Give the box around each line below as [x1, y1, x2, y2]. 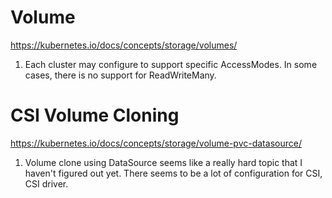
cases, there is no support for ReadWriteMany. [24, 69, 217, 81]
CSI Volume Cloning [10, 104, 180, 127]
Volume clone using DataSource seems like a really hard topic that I [24, 156, 303, 168]
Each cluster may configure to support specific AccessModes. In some [24, 58, 318, 70]
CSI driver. [24, 177, 69, 190]
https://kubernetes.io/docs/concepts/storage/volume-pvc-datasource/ [10, 137, 302, 149]
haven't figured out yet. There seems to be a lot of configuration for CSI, [24, 167, 323, 179]
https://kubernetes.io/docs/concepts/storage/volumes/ [10, 39, 238, 51]
